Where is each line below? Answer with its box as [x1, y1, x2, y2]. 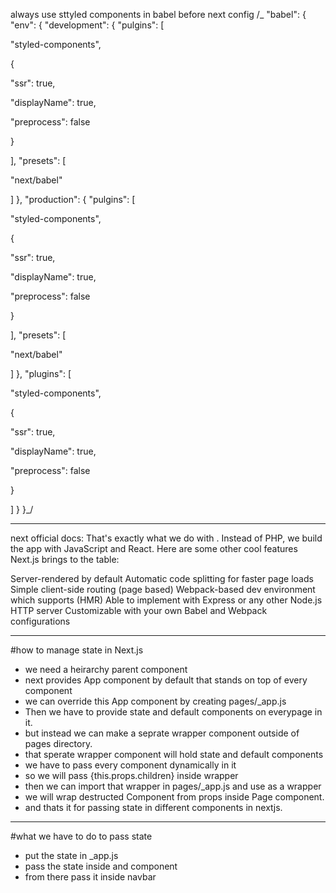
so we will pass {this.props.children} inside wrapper [24, 770, 239, 781]
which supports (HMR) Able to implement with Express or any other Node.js [10, 594, 323, 606]
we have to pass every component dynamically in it [24, 759, 237, 771]
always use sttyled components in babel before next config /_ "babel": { [10, 9, 307, 20]
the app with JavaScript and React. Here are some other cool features [10, 543, 298, 554]
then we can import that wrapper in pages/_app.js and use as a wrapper [24, 780, 322, 792]
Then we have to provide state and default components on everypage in [24, 706, 323, 718]
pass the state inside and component [24, 860, 178, 872]
